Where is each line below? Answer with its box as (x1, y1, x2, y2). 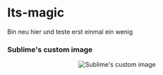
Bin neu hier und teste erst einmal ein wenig (7, 28, 134, 36)
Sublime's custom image (7, 45, 93, 54)
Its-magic (7, 5, 65, 21)
